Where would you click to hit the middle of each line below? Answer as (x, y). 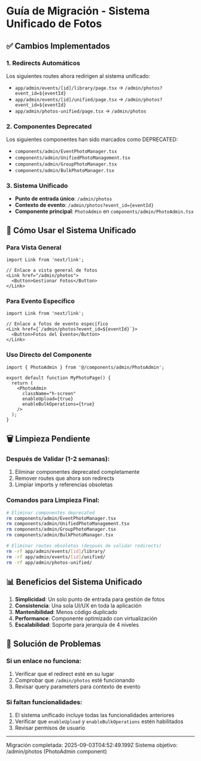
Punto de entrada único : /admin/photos (63, 198)
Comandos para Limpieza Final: (53, 500)
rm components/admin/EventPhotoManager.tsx (61, 518)
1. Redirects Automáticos (43, 63)
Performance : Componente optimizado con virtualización (86, 618)
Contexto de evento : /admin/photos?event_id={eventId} (84, 205)
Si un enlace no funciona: (44, 661)
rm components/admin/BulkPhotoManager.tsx (60, 535)
